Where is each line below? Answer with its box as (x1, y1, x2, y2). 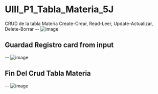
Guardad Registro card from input (5, 41, 114, 50)
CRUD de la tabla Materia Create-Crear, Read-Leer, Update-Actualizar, (5, 20, 153, 27)
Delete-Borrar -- (5, 26, 39, 32)
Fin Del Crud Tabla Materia (5, 69, 91, 78)
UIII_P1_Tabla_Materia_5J (5, 4, 114, 15)
